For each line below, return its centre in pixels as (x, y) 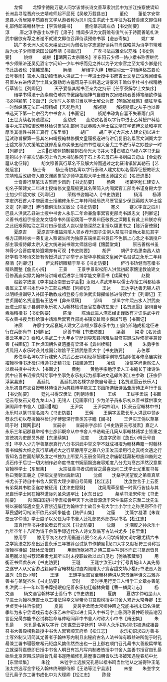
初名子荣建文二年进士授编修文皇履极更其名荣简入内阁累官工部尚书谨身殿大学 (83, 188)
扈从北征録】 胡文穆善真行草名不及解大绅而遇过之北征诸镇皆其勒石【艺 (82, 163)
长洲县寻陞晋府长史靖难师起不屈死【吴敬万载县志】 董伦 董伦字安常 (83, 13)
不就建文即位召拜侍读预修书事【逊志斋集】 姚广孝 (99, 38)
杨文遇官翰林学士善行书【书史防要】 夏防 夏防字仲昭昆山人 (92, 593)
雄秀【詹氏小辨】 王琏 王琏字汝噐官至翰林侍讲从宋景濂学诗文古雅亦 (83, 575)
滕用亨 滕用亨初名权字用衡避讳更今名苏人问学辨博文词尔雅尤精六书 (86, 537)
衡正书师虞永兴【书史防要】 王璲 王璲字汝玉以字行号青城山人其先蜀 (83, 562)
